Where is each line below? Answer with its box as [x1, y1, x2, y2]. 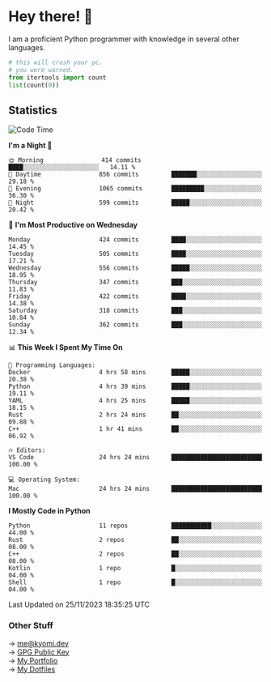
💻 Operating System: [8, 475, 81, 484]
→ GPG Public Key [8, 647, 70, 657]
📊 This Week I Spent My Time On [8, 343, 123, 352]
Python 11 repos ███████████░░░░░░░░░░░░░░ [8, 522, 263, 530]
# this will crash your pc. [8, 58, 104, 66]
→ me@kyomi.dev [8, 638, 69, 648]
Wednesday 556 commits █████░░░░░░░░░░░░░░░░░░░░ [8, 264, 263, 272]
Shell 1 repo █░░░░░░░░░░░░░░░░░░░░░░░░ [8, 578, 263, 586]
